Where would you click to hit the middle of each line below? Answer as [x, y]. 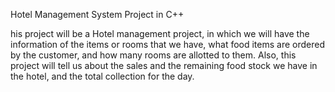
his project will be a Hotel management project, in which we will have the [160, 33]
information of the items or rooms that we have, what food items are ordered [168, 44]
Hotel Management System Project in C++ [97, 14]
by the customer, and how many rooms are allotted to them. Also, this [153, 55]
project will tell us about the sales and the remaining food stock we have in [164, 65]
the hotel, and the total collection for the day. [102, 76]
